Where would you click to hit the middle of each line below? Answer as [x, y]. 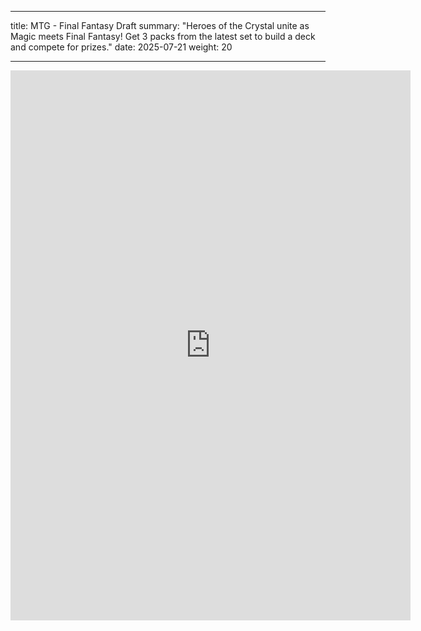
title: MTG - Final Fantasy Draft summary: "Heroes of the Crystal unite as [160, 25]
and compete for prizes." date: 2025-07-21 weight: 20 [121, 47]
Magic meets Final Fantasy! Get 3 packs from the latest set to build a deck [163, 36]
